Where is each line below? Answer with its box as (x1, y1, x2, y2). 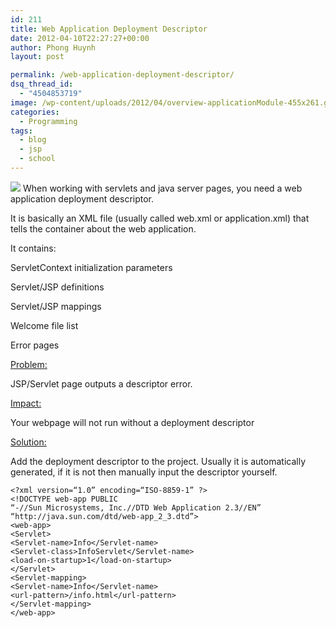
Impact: (10, 397, 42, 409)
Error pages (10, 339, 60, 351)
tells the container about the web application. (10, 222, 197, 235)
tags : (10, 126, 33, 136)
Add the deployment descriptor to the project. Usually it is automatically (10, 455, 306, 467)
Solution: (10, 436, 47, 448)
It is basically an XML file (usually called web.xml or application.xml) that (10, 212, 310, 224)
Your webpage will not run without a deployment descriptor (10, 416, 255, 428)
